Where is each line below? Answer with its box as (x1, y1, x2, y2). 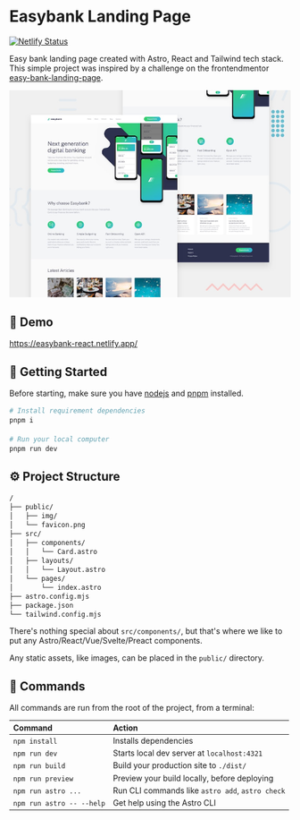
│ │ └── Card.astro (9, 548, 98, 557)
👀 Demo (9, 314, 54, 329)
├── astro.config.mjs (9, 593, 90, 602)
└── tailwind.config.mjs (9, 611, 102, 619)
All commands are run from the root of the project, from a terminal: (9, 703, 254, 713)
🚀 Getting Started (9, 364, 108, 380)
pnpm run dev (9, 444, 58, 453)
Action (112, 722, 138, 733)
